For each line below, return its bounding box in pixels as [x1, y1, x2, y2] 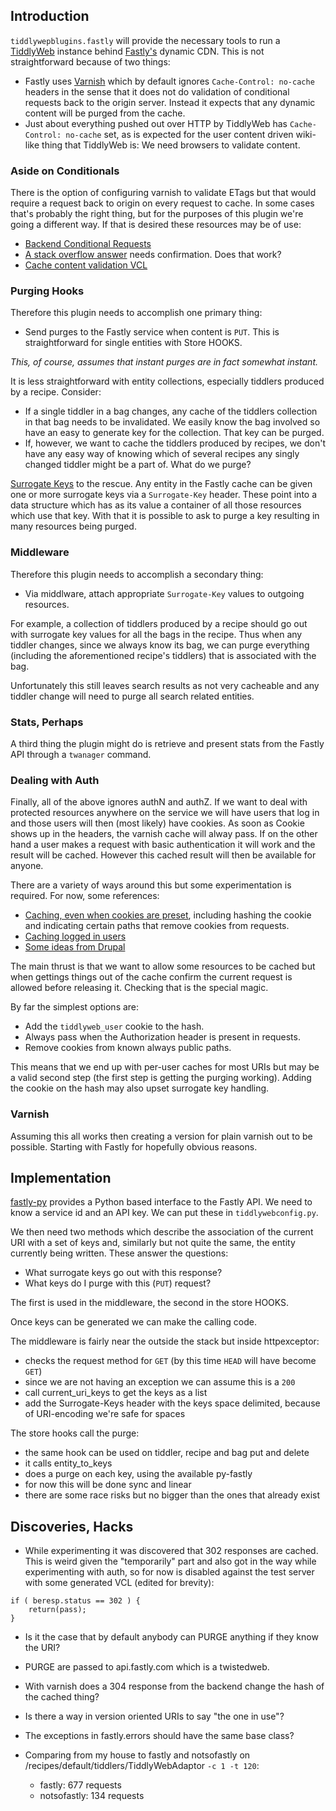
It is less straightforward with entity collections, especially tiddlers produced [10, 375, 325, 388]
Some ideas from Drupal [24, 941, 126, 953]
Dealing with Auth [10, 773, 100, 787]
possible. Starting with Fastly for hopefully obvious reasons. [10, 1140, 258, 1153]
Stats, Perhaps [10, 715, 84, 729]
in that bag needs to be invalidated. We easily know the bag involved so [24, 416, 321, 428]
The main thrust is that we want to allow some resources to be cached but [10, 960, 316, 973]
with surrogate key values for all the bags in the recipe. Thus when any [10, 628, 303, 640]
